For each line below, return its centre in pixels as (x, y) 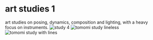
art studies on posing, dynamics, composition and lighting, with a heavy (76, 22)
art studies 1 (30, 9)
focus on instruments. (27, 27)
